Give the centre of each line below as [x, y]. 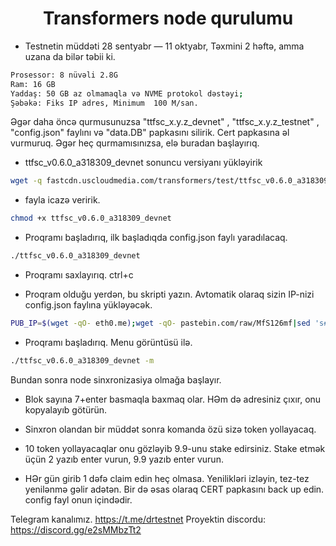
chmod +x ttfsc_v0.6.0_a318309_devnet [91, 218]
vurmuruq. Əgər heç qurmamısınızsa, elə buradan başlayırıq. [135, 143]
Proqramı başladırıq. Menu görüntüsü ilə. [108, 342]
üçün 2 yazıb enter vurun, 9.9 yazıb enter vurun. [124, 459]
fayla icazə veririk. [62, 200]
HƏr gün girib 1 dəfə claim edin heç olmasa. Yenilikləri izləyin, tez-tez [167, 478]
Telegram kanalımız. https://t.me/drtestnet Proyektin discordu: [138, 519]
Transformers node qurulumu [168, 18]
